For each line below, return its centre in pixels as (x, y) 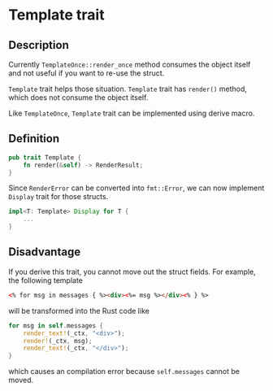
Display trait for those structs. (58, 197)
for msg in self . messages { (56, 326)
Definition (34, 139)
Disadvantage (45, 252)
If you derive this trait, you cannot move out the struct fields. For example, (132, 272)
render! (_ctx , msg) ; (58, 341)
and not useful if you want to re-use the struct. (87, 73)
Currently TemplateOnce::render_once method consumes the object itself (130, 64)
